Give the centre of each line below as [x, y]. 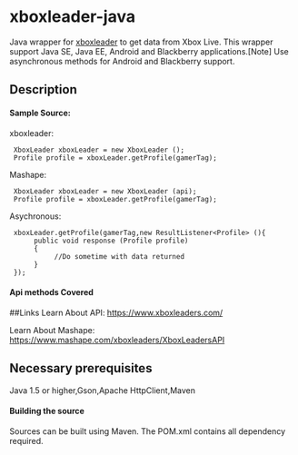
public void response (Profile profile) [111, 241]
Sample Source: [40, 113]
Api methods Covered [51, 292]
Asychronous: [35, 216]
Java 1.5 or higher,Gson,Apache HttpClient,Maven [102, 390]
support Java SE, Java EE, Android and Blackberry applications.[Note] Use [149, 51]
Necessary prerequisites [81, 368]
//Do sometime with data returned [119, 256]
